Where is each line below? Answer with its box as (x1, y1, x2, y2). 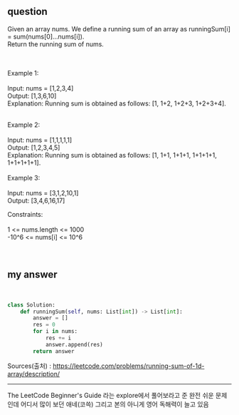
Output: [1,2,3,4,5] (7, 143, 60, 152)
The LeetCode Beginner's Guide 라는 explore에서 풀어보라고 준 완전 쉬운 (7, 391, 215, 399)
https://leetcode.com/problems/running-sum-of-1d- (53, 362, 205, 370)
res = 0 (33, 321, 55, 329)
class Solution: (7, 301, 55, 309)
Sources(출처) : (7, 362, 52, 370)
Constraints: (7, 210, 43, 218)
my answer (7, 269, 58, 281)
